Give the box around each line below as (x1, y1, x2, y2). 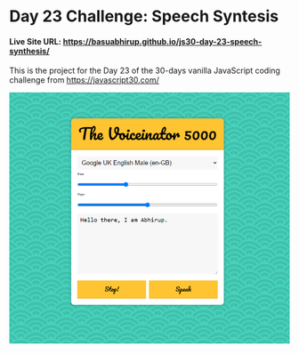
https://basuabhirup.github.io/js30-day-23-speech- (62, 36, 263, 46)
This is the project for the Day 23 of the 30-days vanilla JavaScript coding (9, 65, 280, 76)
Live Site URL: (9, 36, 62, 46)
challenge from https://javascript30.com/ (9, 75, 160, 85)
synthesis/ (9, 45, 51, 56)
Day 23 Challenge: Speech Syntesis (9, 6, 279, 27)
